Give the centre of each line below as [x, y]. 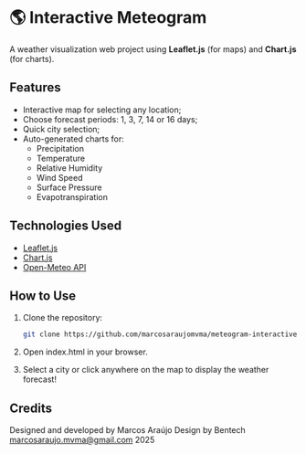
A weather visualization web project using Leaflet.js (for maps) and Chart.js [153, 49]
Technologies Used [65, 226]
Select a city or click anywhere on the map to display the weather [146, 370]
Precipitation [60, 148]
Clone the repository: [63, 318]
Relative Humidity [69, 168]
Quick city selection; [61, 129]
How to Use [43, 296]
